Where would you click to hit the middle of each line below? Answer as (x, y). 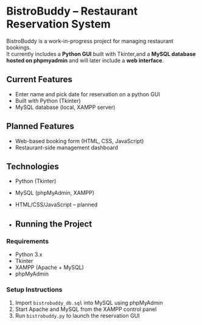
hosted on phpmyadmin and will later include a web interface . (85, 60)
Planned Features (40, 126)
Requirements (28, 241)
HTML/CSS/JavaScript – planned (56, 204)
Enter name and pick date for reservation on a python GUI (87, 94)
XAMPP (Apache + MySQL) (49, 267)
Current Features (40, 79)
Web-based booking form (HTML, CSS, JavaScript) (79, 141)
